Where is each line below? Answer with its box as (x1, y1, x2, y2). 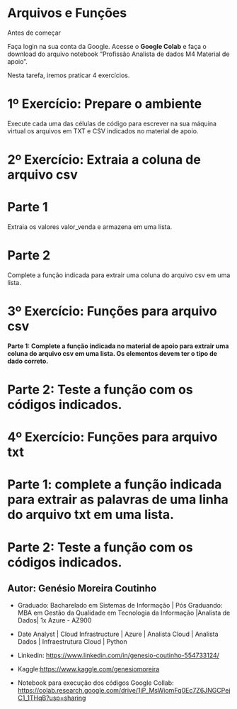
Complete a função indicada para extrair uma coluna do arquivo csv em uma (7, 271, 231, 279)
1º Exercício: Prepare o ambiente (7, 96, 202, 112)
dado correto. (7, 357, 49, 365)
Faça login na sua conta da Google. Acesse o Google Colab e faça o (7, 42, 207, 50)
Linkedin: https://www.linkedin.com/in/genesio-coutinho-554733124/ (17, 651, 219, 660)
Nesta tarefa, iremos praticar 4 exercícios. (7, 71, 130, 79)
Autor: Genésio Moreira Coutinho (7, 583, 157, 595)
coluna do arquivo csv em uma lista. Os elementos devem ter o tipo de (7, 349, 218, 357)
